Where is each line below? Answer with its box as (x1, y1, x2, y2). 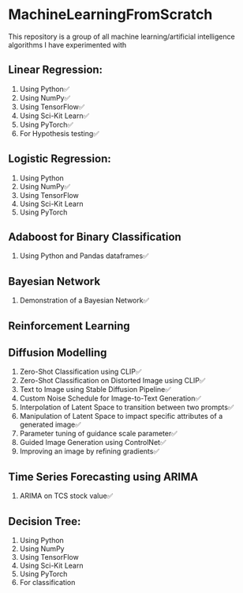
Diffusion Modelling (8, 346, 107, 359)
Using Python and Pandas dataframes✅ (19, 251, 149, 260)
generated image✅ (19, 420, 81, 429)
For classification (19, 578, 76, 587)
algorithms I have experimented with (8, 40, 127, 49)
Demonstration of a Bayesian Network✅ (19, 295, 150, 306)
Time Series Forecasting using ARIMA (8, 469, 199, 484)
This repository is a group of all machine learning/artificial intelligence (8, 32, 235, 41)
